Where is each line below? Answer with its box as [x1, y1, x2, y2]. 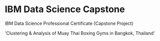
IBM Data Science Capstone [5, 4, 125, 15]
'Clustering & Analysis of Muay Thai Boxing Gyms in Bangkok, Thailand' [5, 30, 155, 36]
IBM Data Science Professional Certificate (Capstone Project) [5, 20, 134, 26]
